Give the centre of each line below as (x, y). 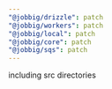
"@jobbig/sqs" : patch (48, 50)
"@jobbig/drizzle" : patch (56, 17)
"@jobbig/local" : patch (52, 33)
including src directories (52, 75)
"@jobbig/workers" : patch (56, 26)
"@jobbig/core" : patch (50, 42)
